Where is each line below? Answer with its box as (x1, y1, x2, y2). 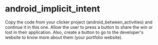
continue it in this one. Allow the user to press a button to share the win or (5, 24, 153, 30)
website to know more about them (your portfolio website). (5, 34, 123, 40)
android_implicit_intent (5, 3, 101, 14)
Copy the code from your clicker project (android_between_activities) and (5, 19, 153, 25)
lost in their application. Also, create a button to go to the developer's (5, 29, 144, 35)
